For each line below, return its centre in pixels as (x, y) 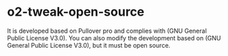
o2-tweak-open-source (76, 12)
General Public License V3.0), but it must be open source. (89, 45)
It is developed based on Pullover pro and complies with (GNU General (107, 31)
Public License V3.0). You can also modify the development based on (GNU (114, 38)
